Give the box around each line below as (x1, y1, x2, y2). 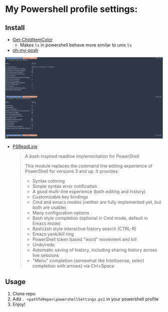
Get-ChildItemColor (12, 36, 53, 42)
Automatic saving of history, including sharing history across (32, 247, 157, 253)
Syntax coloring (32, 178, 65, 184)
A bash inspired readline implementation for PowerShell (24, 153, 139, 159)
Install (5, 23, 25, 32)
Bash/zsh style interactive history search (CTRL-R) (32, 226, 136, 232)
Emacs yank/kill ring (32, 231, 74, 237)
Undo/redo (32, 241, 55, 248)
